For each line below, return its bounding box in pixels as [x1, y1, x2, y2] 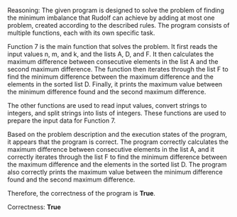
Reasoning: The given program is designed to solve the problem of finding [7, 6, 225, 14]
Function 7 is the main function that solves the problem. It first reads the [7, 43, 218, 50]
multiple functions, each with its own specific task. [7, 28, 155, 37]
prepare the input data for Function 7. [7, 116, 116, 125]
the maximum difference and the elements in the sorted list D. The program [7, 160, 227, 169]
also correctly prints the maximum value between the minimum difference [7, 168, 224, 176]
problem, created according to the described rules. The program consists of [7, 21, 230, 29]
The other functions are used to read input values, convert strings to [7, 101, 207, 109]
